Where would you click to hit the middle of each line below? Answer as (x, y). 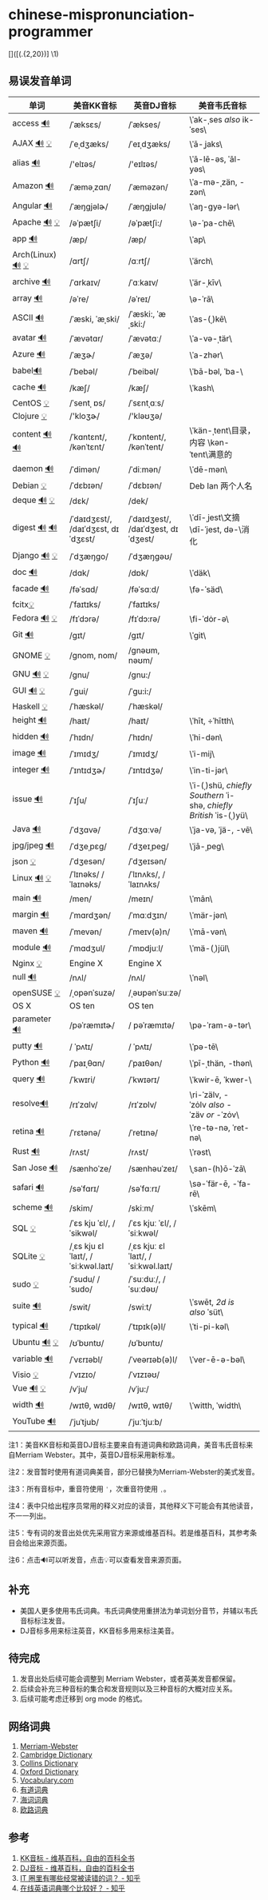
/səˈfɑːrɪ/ (144, 1188)
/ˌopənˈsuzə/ (92, 992)
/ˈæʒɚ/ (82, 355)
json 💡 (24, 861)
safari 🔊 (28, 1187)
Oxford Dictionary (49, 1772)
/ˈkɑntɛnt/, (88, 437)
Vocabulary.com (47, 1780)
